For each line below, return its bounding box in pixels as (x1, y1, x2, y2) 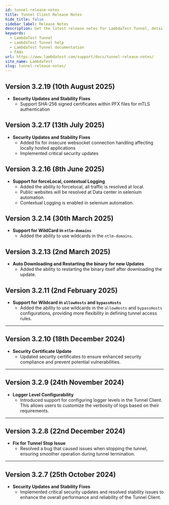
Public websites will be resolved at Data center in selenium (20, 189, 142, 195)
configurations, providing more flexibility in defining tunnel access (20, 310, 157, 316)
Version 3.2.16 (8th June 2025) (5, 165, 105, 174)
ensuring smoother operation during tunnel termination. (20, 451, 135, 457)
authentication (20, 106, 50, 112)
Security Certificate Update (12, 348, 72, 354)
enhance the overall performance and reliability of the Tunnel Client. (20, 494, 161, 500)
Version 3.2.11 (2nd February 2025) (5, 286, 118, 295)
